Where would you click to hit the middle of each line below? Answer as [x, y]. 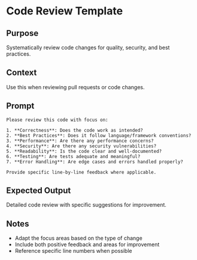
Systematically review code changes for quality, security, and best [88, 47]
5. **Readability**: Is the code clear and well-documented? [84, 151]
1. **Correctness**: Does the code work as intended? [75, 130]
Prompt [20, 106]
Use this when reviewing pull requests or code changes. [75, 87]
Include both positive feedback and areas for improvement [87, 244]
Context [22, 73]
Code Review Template [65, 11]
